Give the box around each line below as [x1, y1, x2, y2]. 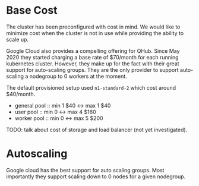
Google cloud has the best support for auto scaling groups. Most [6, 166, 165, 174]
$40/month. [6, 90, 36, 97]
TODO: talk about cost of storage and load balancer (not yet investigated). [6, 126, 188, 133]
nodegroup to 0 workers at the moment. [29, 72, 128, 80]
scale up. [6, 36, 29, 43]
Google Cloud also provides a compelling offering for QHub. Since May [6, 47, 180, 54]
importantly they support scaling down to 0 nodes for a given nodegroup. [6, 173, 186, 180]
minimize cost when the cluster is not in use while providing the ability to [6, 29, 184, 36]
